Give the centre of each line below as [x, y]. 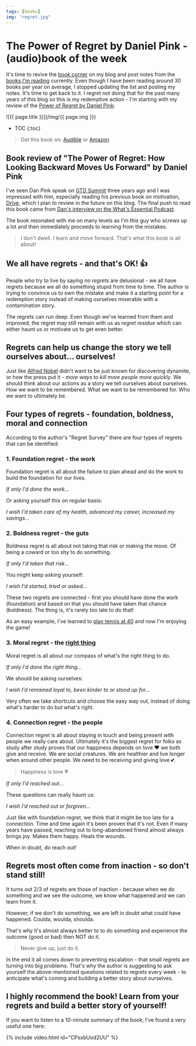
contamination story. [31, 306]
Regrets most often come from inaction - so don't [97, 866]
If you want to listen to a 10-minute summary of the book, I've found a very [96, 1020]
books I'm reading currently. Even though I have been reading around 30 [94, 81]
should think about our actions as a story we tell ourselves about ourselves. [97, 383]
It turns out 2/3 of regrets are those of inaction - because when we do [90, 889]
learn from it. [22, 901]
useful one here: [26, 1026]
